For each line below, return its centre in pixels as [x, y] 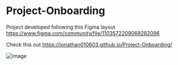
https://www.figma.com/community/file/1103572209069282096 [83, 33]
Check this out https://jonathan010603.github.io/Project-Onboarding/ [89, 45]
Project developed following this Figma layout [61, 27]
